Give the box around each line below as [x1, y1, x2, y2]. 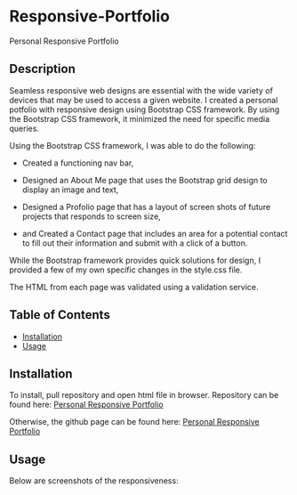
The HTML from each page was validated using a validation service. [9, 281, 260, 292]
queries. [9, 123, 40, 134]
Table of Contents [9, 307, 111, 322]
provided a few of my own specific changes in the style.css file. [9, 264, 243, 275]
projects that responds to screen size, [21, 211, 162, 222]
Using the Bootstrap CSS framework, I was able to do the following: [9, 140, 256, 150]
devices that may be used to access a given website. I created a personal [9, 94, 278, 105]
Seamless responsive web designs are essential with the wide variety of [9, 85, 274, 95]
